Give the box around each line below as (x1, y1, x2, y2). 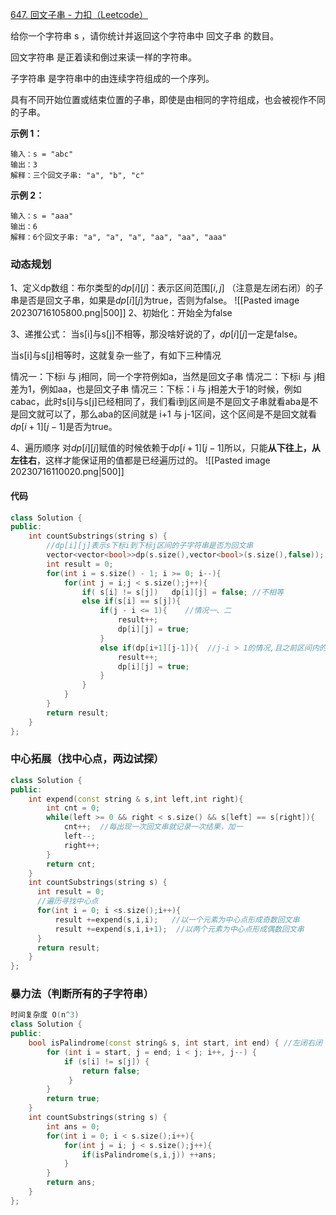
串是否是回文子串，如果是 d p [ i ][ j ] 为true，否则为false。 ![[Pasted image (10, 294, 300, 307)
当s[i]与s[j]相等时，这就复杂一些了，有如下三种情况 (10, 349, 222, 362)
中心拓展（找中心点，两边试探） (10, 752, 165, 766)
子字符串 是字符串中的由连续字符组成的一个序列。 (10, 73, 215, 84)
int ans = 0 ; (46, 1121, 101, 1132)
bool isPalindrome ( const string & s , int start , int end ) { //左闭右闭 (28, 1038, 323, 1048)
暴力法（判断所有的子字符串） (10, 987, 155, 1001)
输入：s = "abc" (10, 149, 74, 159)
